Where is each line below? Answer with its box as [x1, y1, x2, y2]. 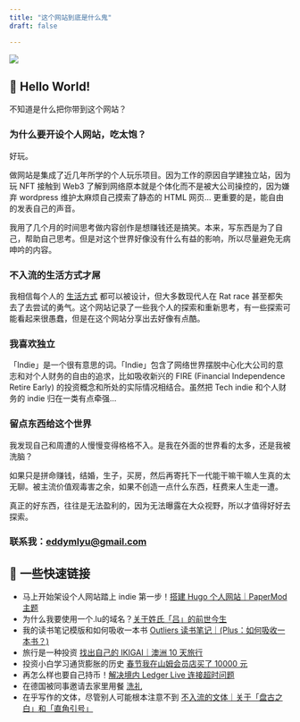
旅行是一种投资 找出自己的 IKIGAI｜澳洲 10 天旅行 [21, 647, 204, 658]
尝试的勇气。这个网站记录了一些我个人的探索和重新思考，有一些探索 [32, 301, 283, 313]
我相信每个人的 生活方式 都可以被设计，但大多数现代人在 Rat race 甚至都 [9, 290, 276, 301]
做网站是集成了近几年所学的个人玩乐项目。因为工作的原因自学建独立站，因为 [9, 169, 291, 180]
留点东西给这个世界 [9, 417, 92, 430]
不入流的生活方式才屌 [9, 269, 101, 281]
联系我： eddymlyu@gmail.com [9, 535, 147, 548]
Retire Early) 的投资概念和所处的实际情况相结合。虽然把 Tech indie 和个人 [9, 382, 279, 393]
